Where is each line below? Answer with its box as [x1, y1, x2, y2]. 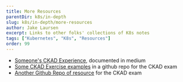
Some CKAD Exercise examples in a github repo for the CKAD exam [14, 63, 178, 70]
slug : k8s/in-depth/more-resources [6, 19, 93, 25]
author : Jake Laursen [6, 24, 59, 31]
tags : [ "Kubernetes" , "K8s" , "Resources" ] [6, 35, 111, 41]
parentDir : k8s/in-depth [6, 14, 66, 20]
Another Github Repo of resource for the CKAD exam [14, 69, 142, 76]
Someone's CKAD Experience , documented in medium [14, 56, 146, 64]
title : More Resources [6, 8, 61, 15]
